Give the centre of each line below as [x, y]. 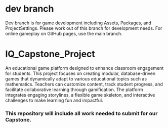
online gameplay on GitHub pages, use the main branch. [64, 33]
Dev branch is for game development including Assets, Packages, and [78, 23]
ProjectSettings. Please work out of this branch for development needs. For [84, 28]
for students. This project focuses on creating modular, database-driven [80, 73]
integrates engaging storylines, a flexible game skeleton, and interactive [80, 95]
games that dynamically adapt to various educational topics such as [76, 78]
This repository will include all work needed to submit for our [81, 113]
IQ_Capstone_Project [50, 54]
